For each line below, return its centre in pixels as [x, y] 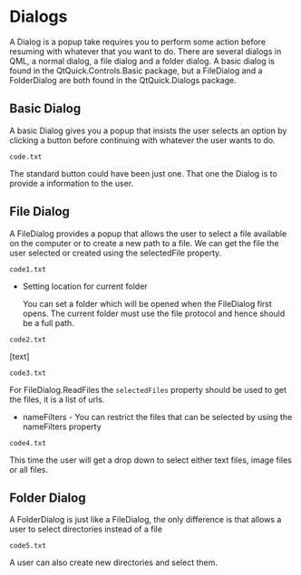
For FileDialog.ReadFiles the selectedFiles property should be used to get [148, 389]
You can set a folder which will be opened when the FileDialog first [147, 303]
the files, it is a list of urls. [57, 399]
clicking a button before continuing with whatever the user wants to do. [142, 140]
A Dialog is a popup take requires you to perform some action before [137, 42]
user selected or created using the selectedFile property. [116, 253]
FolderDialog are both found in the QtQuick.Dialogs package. [123, 80]
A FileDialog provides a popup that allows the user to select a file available [148, 234]
